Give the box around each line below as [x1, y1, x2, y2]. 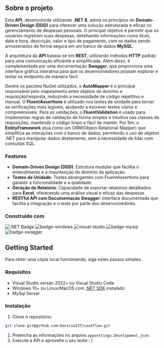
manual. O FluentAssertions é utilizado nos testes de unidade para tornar [5, 98, 154, 105]
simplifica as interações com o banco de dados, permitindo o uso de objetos [5, 130, 160, 136]
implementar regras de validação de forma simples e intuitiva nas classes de [5, 114, 160, 120]
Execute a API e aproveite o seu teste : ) [12, 337, 93, 343]
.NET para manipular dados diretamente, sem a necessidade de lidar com [5, 135, 153, 141]
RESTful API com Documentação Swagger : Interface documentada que [12, 195, 158, 201]
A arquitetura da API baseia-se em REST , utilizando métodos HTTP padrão [5, 53, 157, 58]
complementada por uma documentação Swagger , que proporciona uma [5, 63, 153, 69]
